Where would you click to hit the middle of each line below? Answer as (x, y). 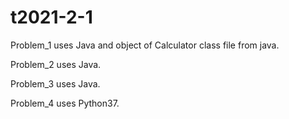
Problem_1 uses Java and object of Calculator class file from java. (145, 45)
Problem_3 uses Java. (55, 83)
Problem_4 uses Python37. (65, 103)
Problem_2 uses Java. (56, 64)
